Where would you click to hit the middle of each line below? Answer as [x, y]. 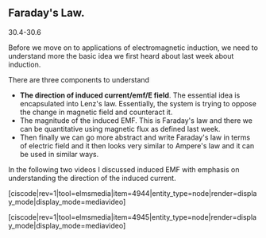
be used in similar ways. [59, 154]
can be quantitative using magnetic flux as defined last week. [120, 129]
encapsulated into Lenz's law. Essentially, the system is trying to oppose [138, 103]
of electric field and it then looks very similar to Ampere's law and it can [137, 145]
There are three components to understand [79, 79]
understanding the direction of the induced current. [92, 178]
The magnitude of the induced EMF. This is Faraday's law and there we [136, 120]
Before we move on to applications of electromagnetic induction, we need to [133, 48]
